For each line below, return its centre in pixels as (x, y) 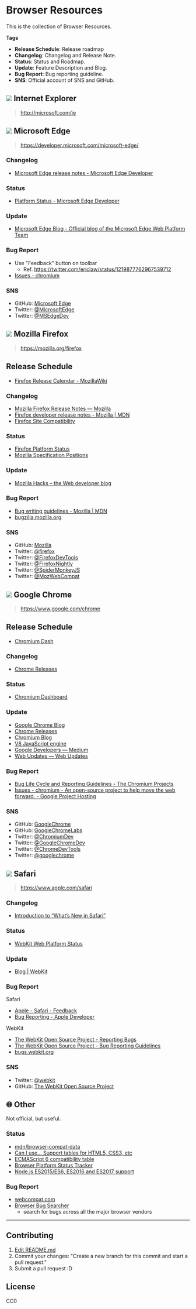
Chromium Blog (33, 737)
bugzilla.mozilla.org (38, 517)
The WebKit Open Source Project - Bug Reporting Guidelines (87, 1046)
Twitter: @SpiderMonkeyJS (47, 570)
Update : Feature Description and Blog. (61, 67)
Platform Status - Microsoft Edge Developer (67, 201)
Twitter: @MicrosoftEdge (44, 310)
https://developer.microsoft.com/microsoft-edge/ (79, 145)
